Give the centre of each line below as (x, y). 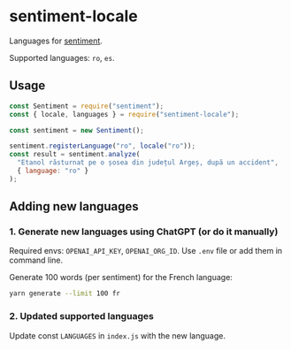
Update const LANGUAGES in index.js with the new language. (117, 335)
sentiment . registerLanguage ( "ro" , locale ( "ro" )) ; (103, 146)
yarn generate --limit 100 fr (65, 293)
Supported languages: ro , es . (62, 57)
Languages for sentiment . (56, 41)
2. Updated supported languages (82, 316)
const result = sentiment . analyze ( (75, 155)
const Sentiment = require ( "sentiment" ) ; (87, 106)
